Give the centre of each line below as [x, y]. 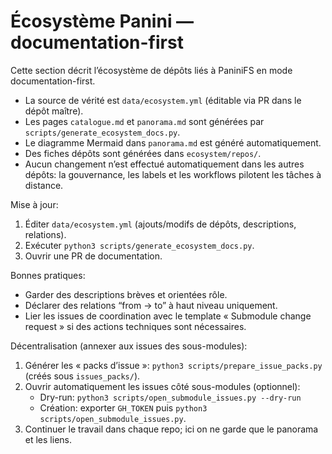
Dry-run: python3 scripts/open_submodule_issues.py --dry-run [170, 397]
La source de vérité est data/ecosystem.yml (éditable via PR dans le [163, 100]
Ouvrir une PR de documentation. [93, 256]
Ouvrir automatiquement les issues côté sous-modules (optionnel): [162, 386]
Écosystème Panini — [102, 21]
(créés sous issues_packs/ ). [82, 376]
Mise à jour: [34, 204]
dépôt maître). [54, 111]
